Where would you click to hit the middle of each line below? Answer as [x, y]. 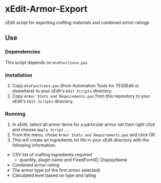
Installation [19, 75]
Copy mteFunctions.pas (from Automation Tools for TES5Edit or [76, 85]
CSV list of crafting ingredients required [52, 155]
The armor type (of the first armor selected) [56, 170]
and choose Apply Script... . [42, 130]
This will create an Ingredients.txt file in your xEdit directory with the [80, 140]
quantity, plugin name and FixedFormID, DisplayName [73, 160]
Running [15, 114]
